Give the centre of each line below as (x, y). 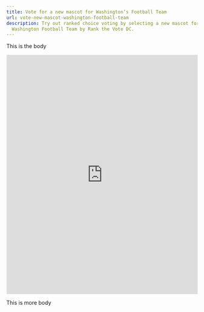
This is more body (29, 303)
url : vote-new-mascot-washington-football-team (68, 18)
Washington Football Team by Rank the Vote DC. (73, 29)
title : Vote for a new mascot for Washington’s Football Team (87, 12)
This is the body (26, 46)
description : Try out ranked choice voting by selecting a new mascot (97, 23)
